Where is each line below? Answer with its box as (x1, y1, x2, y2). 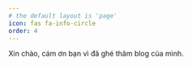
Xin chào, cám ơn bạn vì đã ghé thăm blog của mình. (8, 49, 184, 59)
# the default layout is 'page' (8, 11, 117, 20)
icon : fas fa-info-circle (8, 19, 96, 27)
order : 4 (8, 27, 38, 35)
